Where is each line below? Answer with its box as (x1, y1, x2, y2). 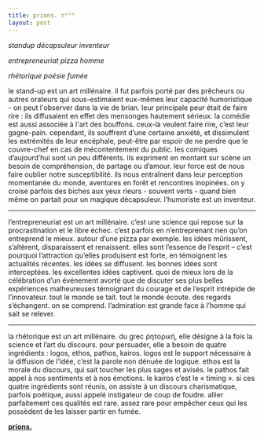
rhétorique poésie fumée (8, 71, 89, 80)
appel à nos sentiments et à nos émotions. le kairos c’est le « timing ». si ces (8, 373, 255, 382)
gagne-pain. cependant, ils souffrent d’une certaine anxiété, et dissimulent (8, 127, 250, 137)
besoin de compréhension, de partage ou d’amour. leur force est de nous (8, 161, 245, 170)
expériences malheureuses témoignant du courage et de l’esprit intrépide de (8, 284, 255, 293)
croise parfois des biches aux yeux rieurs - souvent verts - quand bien (8, 186, 236, 196)
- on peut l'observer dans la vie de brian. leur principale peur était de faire (8, 103, 247, 112)
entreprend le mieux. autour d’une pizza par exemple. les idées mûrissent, (8, 233, 248, 243)
